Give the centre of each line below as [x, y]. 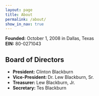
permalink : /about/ [26, 19]
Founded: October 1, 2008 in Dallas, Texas [50, 38]
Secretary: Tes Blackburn [39, 88]
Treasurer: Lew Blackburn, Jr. [44, 83]
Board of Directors [35, 59]
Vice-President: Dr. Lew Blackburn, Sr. [53, 77]
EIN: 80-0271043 [23, 44]
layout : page [19, 10]
